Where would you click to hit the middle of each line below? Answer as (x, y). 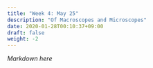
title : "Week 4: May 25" (43, 13)
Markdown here (30, 58)
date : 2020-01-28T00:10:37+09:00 (55, 26)
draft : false (26, 33)
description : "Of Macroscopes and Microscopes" (77, 20)
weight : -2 (23, 39)
